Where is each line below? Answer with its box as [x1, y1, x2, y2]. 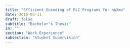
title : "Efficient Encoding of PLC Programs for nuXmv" [5, 7, 125, 12]
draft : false [5, 16, 33, 21]
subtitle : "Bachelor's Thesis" [5, 21, 71, 26]
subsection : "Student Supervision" [5, 35, 80, 40]
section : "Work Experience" [5, 30, 65, 35]
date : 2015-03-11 [5, 12, 42, 17]
